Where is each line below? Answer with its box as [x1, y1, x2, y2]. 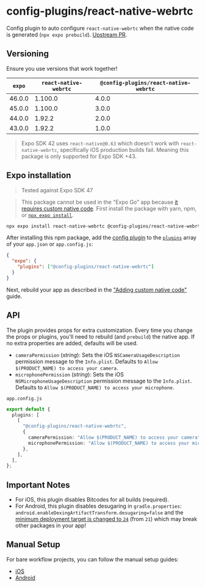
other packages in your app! [15, 522, 87, 529]
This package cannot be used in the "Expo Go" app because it [21, 198, 178, 206]
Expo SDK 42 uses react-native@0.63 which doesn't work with [21, 139, 179, 147]
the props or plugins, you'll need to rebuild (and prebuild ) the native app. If [6, 333, 195, 340]
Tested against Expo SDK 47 [21, 186, 93, 193]
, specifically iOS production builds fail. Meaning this [57, 146, 189, 153]
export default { [6, 406, 51, 412]
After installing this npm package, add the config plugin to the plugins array [6, 234, 197, 242]
